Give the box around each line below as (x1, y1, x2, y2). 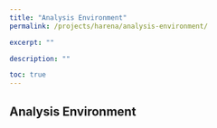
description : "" (9, 54, 71, 63)
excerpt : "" (9, 38, 54, 47)
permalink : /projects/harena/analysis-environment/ (9, 22, 208, 31)
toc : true (9, 70, 47, 79)
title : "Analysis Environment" (9, 13, 127, 23)
